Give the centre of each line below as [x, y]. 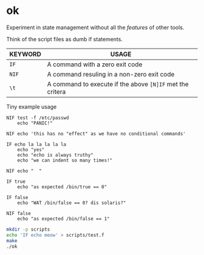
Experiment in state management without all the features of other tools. [95, 27]
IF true [16, 182]
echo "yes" [31, 149]
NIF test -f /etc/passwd [38, 118]
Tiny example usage [32, 106]
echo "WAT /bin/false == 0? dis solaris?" [72, 203]
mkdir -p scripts [28, 229]
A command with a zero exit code [95, 64]
